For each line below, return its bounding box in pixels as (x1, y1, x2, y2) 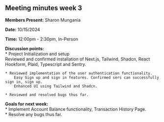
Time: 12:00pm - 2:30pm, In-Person (5, 36, 79, 42)
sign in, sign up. (5, 79, 43, 84)
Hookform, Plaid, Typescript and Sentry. (5, 61, 86, 67)
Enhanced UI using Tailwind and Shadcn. (14, 84, 98, 89)
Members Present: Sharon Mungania (5, 17, 81, 23)
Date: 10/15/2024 (5, 27, 40, 32)
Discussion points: (5, 45, 44, 51)
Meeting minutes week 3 (5, 4, 82, 12)
